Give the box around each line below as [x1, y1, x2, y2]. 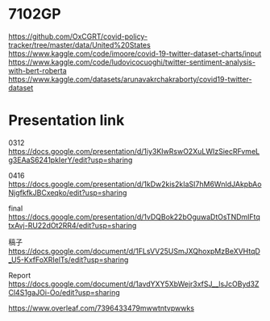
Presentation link [8, 111, 125, 130]
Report [8, 270, 31, 280]
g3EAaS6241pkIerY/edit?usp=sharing [8, 155, 133, 165]
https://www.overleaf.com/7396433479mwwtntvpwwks [8, 303, 195, 313]
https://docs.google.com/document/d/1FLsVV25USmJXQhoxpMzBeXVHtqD [8, 246, 260, 256]
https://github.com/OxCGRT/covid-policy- [8, 31, 147, 41]
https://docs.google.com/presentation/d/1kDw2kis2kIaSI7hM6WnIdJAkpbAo [8, 179, 262, 189]
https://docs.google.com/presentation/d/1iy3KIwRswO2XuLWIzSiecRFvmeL [8, 146, 260, 156]
